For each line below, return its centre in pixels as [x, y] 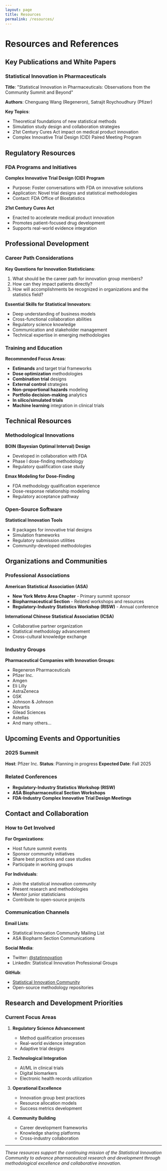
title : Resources [23, 14]
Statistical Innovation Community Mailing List [58, 933]
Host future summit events [40, 848]
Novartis [21, 707]
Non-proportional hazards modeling [50, 389]
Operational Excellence [37, 1088]
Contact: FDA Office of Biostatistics [49, 198]
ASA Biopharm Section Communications [54, 938]
